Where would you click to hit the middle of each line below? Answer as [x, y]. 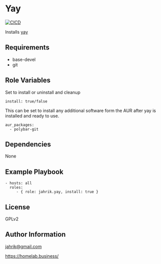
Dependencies [28, 144]
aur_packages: [20, 125]
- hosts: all [19, 183]
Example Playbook [34, 172]
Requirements [27, 48]
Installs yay [17, 32]
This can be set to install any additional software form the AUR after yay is [80, 110]
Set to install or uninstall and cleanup [43, 92]
